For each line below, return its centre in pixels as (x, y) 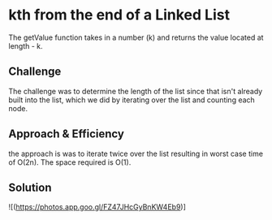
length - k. (26, 45)
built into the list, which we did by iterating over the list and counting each (132, 100)
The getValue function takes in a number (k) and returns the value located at (136, 37)
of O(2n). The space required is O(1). (70, 162)
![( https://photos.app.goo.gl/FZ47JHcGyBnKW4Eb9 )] (97, 207)
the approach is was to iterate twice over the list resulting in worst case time (136, 153)
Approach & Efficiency (66, 134)
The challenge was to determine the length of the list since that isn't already (136, 91)
